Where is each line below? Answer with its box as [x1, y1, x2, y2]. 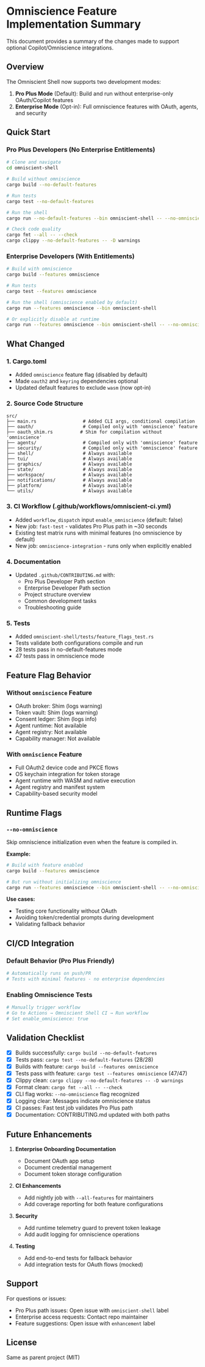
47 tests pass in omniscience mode [15, 653, 105, 660]
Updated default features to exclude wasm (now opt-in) [15, 384, 151, 391]
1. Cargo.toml [6, 357, 47, 365]
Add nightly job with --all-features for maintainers [24, 1194, 154, 1201]
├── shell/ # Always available [6, 451, 132, 457]
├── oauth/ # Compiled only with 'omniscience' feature [6, 424, 198, 430]
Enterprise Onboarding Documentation [15, 1146, 117, 1153]
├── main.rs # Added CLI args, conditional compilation [6, 418, 195, 424]
